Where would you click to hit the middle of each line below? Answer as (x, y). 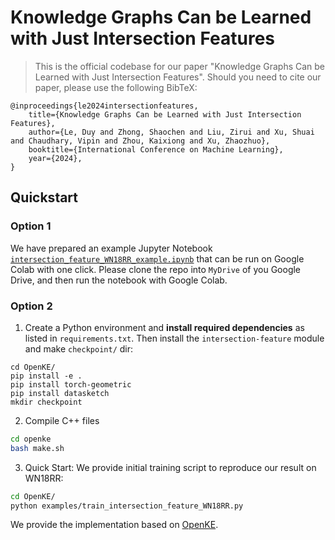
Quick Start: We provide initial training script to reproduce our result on (170, 467)
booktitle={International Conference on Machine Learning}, (156, 149)
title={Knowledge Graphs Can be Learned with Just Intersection (165, 114)
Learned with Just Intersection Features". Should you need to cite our (178, 77)
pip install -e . (46, 376)
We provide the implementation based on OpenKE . (114, 525)
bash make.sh (37, 448)
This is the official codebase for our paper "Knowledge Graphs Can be (180, 66)
